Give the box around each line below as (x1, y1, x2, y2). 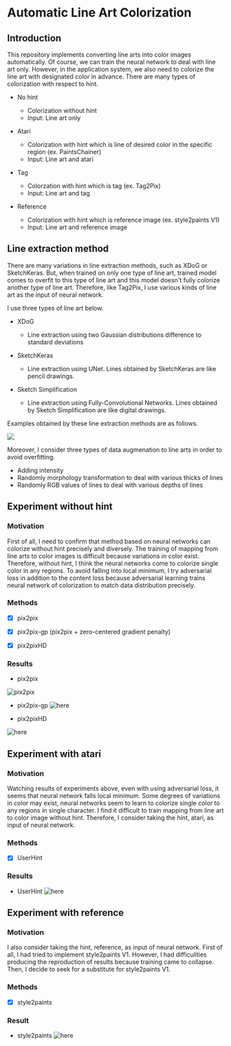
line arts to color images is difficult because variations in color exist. (7, 552, 199, 560)
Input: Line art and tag (27, 189, 91, 197)
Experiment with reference (7, 907, 124, 919)
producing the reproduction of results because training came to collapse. (7, 958, 214, 966)
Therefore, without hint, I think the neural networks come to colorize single (7, 559, 219, 567)
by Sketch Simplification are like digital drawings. (27, 406, 166, 414)
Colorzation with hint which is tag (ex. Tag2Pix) (27, 182, 162, 190)
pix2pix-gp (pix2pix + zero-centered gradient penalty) (16, 627, 170, 636)
